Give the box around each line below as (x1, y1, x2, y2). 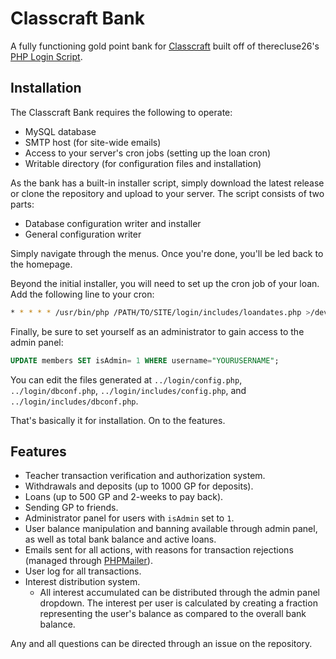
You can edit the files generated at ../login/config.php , (10, 373, 243, 386)
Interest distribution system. (24, 576, 141, 588)
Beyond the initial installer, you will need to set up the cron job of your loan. (10, 277, 320, 289)
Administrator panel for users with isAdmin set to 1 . (24, 512, 235, 524)
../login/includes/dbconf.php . (10, 395, 139, 407)
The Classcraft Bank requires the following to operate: (10, 106, 233, 118)
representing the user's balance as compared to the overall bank (39, 608, 307, 620)
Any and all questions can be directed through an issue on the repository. (10, 638, 313, 650)
